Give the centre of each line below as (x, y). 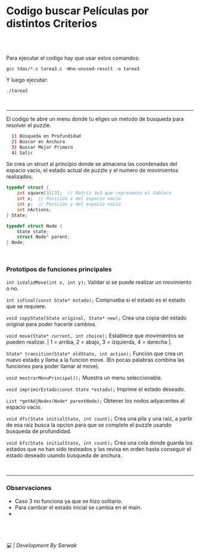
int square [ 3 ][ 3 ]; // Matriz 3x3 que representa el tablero (94, 193)
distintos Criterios (52, 23)
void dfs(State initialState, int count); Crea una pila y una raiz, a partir (99, 419)
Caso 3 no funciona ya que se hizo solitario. (69, 501)
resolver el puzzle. (29, 125)
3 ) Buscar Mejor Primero (42, 147)
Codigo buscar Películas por (77, 11)
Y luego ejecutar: (27, 80)
